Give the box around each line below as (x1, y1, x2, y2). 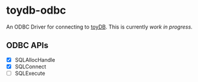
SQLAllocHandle (14, 56, 55, 63)
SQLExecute (14, 70, 46, 77)
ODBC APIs (6, 40, 49, 51)
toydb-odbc (6, 4, 67, 17)
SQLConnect (14, 63, 47, 70)
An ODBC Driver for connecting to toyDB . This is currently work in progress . (6, 23, 193, 30)
